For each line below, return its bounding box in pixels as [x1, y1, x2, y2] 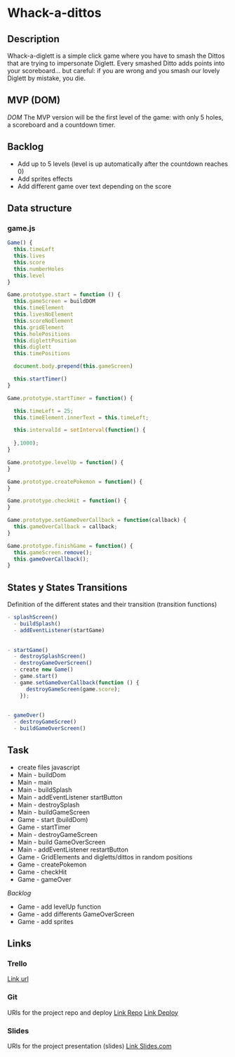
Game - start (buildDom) [17, 815, 88, 824]
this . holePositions [13, 331, 71, 338]
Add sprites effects [17, 174, 73, 183]
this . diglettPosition [13, 337, 77, 344]
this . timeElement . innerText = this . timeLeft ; [13, 414, 149, 421]
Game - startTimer [17, 823, 72, 831]
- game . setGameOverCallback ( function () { [13, 679, 140, 686]
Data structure [7, 203, 72, 214]
